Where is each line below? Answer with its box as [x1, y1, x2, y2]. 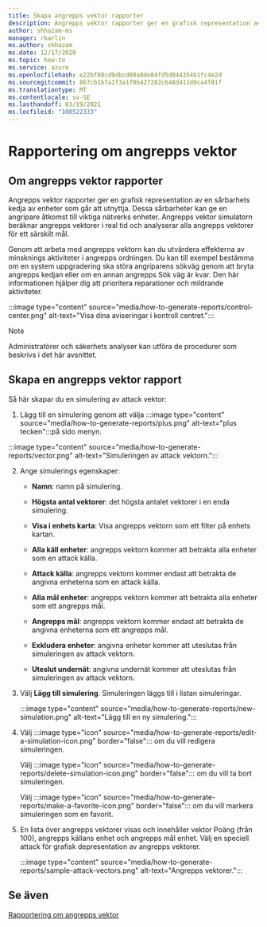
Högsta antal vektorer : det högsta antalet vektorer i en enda [31, 497, 230, 506]
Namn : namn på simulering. [31, 481, 123, 491]
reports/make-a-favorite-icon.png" [19, 800, 135, 810]
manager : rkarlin [8, 33, 66, 42]
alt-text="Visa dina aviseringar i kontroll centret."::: [48, 311, 215, 320]
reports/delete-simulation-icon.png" [19, 768, 139, 778]
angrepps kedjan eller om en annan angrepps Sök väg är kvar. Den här [8, 270, 239, 279]
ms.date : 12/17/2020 [8, 49, 77, 57]
